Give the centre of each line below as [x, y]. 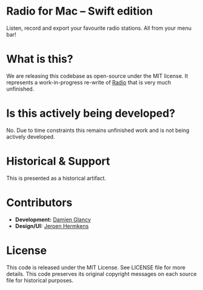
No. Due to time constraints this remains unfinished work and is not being [98, 130]
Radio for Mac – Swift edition [80, 11]
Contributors [39, 202]
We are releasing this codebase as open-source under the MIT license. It [97, 76]
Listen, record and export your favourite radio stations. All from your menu [99, 28]
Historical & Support [58, 161]
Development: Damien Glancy [53, 219]
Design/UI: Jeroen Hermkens [52, 226]
